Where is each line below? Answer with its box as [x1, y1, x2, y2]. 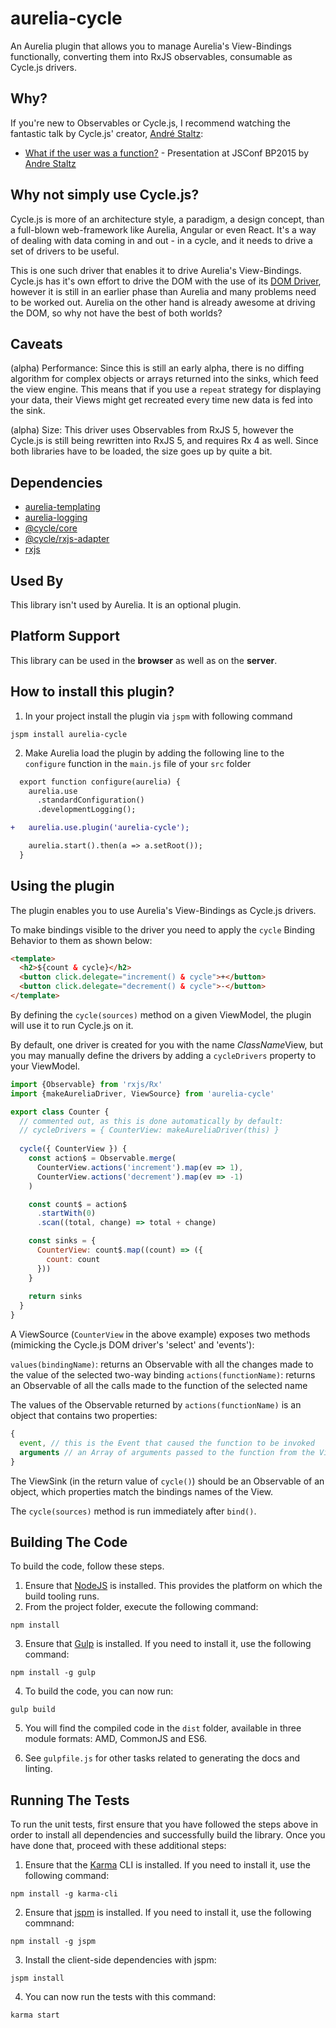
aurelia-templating [24, 501, 101, 513]
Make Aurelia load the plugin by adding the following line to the [24, 747, 285, 759]
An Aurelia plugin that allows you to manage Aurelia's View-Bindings [10, 40, 292, 52]
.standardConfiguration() [36, 795, 145, 806]
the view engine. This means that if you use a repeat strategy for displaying [10, 383, 322, 396]
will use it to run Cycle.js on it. [10, 1019, 134, 1031]
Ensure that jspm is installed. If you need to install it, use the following [24, 1907, 312, 1919]
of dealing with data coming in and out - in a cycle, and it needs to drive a [10, 234, 313, 246]
